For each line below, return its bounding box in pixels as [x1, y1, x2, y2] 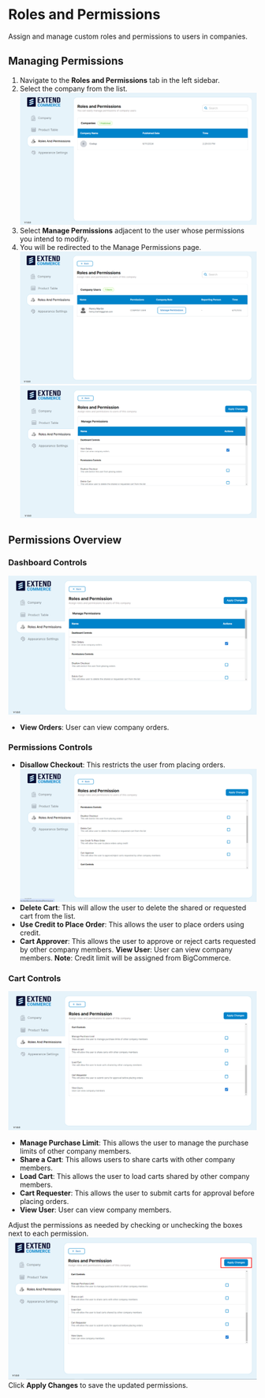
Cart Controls [8, 972, 62, 983]
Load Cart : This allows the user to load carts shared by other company [19, 1172, 250, 1181]
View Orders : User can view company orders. [19, 722, 170, 732]
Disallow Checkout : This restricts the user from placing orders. [19, 759, 226, 770]
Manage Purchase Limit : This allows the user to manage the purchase [19, 1138, 249, 1148]
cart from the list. [19, 911, 77, 920]
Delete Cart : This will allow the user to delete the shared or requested [19, 903, 247, 912]
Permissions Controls [8, 742, 93, 753]
